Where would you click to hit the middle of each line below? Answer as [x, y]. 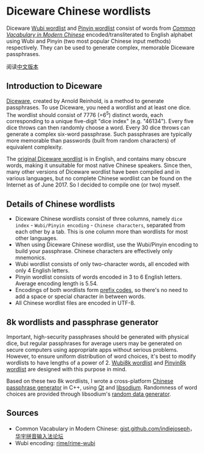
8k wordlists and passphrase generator [83, 322]
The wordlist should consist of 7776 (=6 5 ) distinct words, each [85, 114]
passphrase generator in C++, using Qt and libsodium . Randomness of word [102, 388]
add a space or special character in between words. [80, 296]
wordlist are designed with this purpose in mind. [67, 369]
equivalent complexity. [35, 147]
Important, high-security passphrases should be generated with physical [97, 337]
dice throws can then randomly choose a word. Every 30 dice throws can [98, 128]
